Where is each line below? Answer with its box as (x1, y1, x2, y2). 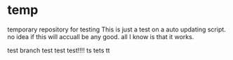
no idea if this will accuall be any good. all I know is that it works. (7, 32, 194, 40)
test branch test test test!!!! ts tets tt (7, 46, 110, 54)
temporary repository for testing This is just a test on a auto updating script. (7, 25, 226, 33)
